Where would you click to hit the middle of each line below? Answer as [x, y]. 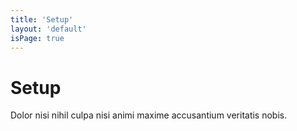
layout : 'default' [48, 29]
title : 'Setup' [42, 19]
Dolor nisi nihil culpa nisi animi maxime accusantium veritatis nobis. [149, 115]
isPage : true [37, 38]
